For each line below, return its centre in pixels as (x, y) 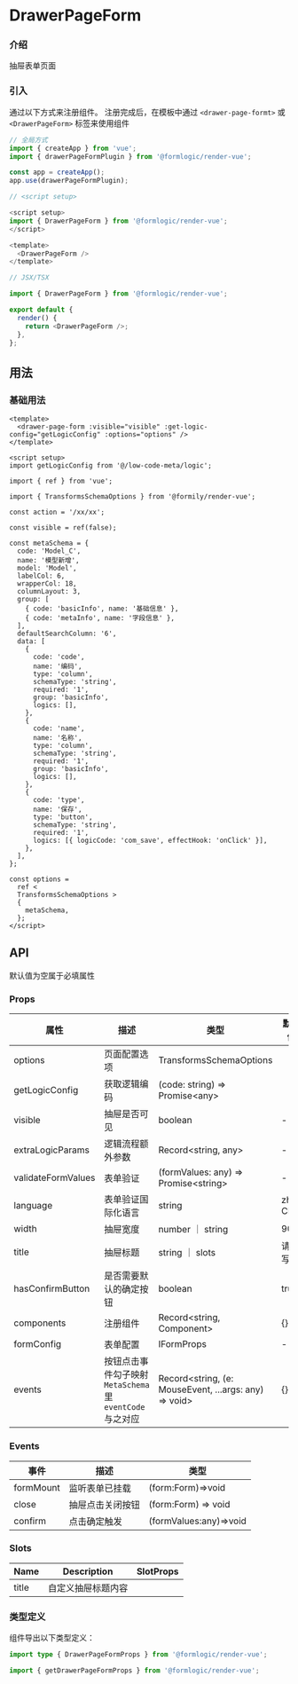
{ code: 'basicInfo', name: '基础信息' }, (102, 609)
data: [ (31, 641)
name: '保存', (57, 810)
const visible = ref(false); (63, 528)
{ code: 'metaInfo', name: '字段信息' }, (100, 618)
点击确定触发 (95, 1521)
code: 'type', (59, 800)
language (33, 1206)
